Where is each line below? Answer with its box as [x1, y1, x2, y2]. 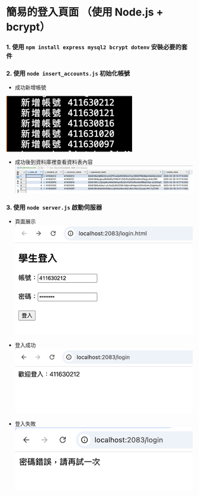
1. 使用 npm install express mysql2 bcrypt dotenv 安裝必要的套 [6, 43, 188, 51]
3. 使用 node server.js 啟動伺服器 [6, 203, 102, 211]
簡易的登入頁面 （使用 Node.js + [6, 5, 164, 19]
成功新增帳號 [14, 84, 46, 91]
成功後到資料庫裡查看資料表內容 [14, 159, 93, 166]
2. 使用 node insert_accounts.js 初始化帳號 [6, 69, 130, 78]
